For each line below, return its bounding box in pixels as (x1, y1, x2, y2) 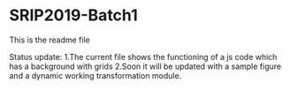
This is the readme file (9, 34, 90, 45)
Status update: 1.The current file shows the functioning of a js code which (9, 51, 278, 62)
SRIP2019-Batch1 (9, 5, 139, 26)
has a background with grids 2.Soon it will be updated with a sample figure (9, 61, 281, 71)
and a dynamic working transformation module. (9, 70, 182, 80)
